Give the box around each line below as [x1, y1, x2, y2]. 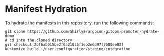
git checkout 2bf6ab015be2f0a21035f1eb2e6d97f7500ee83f [5, 42, 124, 47]
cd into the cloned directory [9, 38, 72, 43]
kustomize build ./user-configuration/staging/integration [5, 46, 131, 51]
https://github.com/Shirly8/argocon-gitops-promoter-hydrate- [27, 29, 160, 34]
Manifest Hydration [5, 3, 87, 15]
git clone [5, 29, 26, 34]
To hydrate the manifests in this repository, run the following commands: [5, 20, 154, 26]
